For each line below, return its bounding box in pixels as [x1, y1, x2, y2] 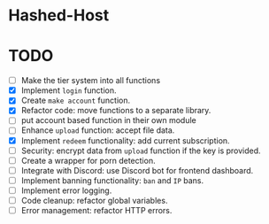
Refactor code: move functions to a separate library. [20, 105, 211, 116]
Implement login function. [20, 85, 117, 96]
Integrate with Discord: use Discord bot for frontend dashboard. [20, 165, 254, 175]
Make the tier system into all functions [20, 75, 161, 86]
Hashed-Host [8, 5, 110, 26]
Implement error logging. [20, 185, 112, 196]
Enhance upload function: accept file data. [20, 125, 175, 135]
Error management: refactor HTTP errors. [20, 205, 173, 215]
